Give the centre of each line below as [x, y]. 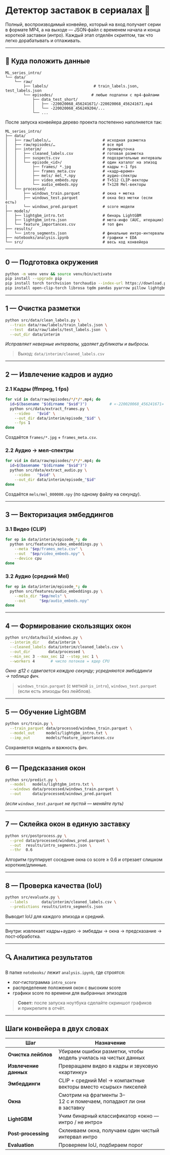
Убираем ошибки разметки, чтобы [101, 1051]
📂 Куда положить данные [48, 61]
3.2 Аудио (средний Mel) [37, 576]
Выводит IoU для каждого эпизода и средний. [55, 916]
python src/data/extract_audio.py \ [48, 470]
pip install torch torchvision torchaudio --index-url [64, 283]
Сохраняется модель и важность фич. [47, 747]
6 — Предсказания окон [46, 768]
